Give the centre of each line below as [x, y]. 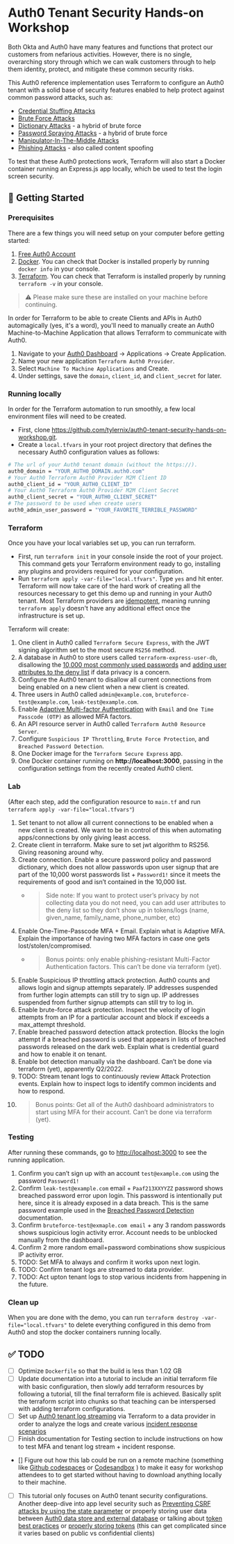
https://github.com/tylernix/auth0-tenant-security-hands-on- [139, 430]
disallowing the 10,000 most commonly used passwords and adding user [122, 665]
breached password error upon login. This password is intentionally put [120, 1195]
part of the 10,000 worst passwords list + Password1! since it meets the [119, 874]
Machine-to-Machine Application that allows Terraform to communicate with [117, 333]
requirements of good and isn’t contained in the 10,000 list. [102, 881]
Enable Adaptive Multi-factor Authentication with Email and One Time [116, 709]
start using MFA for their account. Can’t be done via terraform [124, 1112]
